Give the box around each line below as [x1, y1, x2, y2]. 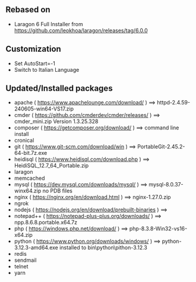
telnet [14, 263, 29, 270]
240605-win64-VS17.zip [14, 105, 74, 112]
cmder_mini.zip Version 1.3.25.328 [14, 118, 99, 125]
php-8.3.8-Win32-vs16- [129, 225, 188, 232]
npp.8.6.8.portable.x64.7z [14, 219, 78, 226]
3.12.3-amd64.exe [14, 244, 59, 251]
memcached [14, 175, 45, 182]
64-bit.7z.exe [14, 150, 48, 157]
